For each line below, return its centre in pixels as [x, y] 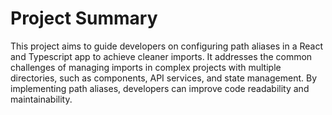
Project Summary [84, 18]
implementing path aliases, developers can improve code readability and [160, 88]
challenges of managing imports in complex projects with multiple [146, 67]
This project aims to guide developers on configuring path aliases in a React [166, 46]
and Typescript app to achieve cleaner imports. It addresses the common [161, 56]
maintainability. [41, 99]
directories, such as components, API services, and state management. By [164, 78]
